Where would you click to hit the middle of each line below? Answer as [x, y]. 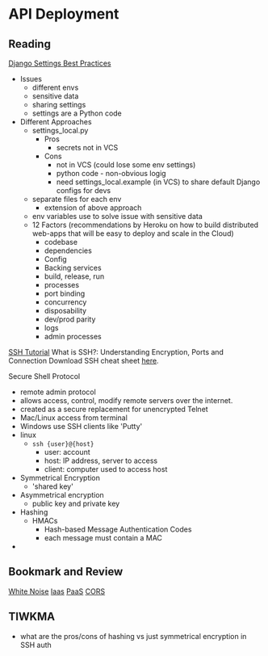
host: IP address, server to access [101, 460]
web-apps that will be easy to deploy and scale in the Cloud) [133, 233]
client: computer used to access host [106, 469]
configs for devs [84, 190]
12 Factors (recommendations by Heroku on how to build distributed [145, 225]
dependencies [68, 250]
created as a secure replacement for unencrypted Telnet [114, 409]
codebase [61, 242]
